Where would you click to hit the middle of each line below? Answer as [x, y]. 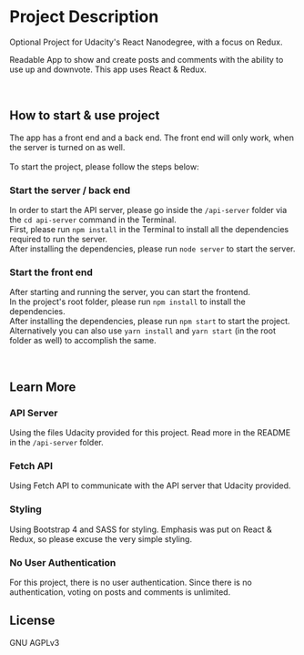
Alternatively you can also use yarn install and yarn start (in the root [142, 331]
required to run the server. [58, 240]
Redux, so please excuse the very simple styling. [101, 538]
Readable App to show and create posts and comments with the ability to [147, 59]
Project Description [84, 17]
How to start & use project [85, 116]
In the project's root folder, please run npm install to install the [127, 302]
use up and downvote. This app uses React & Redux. [108, 69]
